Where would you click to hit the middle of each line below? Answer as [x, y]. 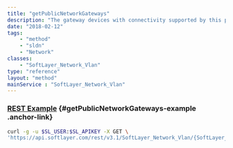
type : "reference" [34, 71]
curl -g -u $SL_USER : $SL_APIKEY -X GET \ [68, 131]
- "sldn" [32, 46]
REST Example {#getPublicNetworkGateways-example [102, 109]
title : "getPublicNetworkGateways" [59, 13]
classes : [20, 59]
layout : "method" [32, 78]
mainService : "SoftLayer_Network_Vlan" [67, 84]
